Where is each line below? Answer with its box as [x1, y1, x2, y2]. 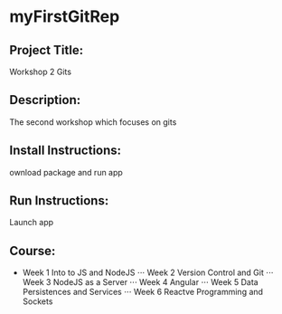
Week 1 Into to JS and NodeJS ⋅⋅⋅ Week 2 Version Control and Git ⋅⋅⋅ [22, 267, 274, 278]
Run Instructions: [9, 193, 109, 209]
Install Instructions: [9, 143, 122, 158]
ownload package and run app [9, 167, 124, 177]
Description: [9, 92, 81, 108]
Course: [9, 243, 56, 259]
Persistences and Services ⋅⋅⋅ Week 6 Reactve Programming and [22, 287, 264, 298]
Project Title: [9, 43, 84, 58]
